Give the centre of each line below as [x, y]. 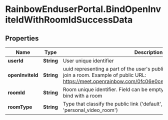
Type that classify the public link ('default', [112, 104]
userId [15, 61]
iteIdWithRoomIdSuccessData [69, 20]
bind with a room [82, 96]
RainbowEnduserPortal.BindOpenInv [83, 9]
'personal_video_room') [90, 110]
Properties [22, 38]
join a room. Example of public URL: [104, 75]
